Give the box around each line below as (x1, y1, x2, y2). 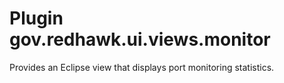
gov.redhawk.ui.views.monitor (9, 28, 271, 51)
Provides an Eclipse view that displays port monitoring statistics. (9, 61, 275, 73)
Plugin (9, 7, 64, 30)
